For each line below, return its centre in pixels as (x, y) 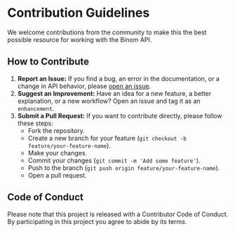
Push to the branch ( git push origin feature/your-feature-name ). (124, 168)
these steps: (35, 123)
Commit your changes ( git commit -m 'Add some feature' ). (114, 160)
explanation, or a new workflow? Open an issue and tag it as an (109, 101)
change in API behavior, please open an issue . (84, 86)
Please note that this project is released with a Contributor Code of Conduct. (118, 214)
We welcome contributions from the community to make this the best (107, 32)
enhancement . (36, 108)
